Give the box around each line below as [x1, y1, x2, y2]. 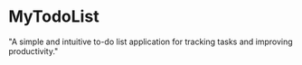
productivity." [8, 45, 59, 56]
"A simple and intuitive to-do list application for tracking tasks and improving [8, 36, 293, 47]
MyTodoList [8, 6, 100, 27]
